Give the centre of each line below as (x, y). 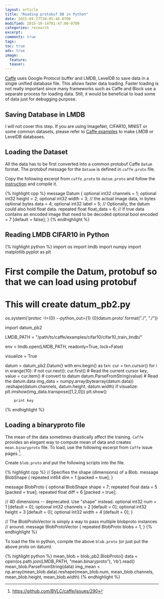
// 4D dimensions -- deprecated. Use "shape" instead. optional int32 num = (81, 502)
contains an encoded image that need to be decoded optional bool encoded (82, 214)
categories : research (27, 28)
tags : (10, 42)
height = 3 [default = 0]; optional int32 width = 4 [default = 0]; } (69, 512)
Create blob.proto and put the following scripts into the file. (65, 463)
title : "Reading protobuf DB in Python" (47, 14)
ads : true (15, 50)
